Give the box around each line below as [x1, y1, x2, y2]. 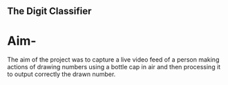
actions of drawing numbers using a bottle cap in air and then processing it [7, 63, 221, 71]
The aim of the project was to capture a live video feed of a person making [7, 56, 220, 64]
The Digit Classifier [7, 5, 92, 17]
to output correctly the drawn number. [7, 70, 116, 78]
